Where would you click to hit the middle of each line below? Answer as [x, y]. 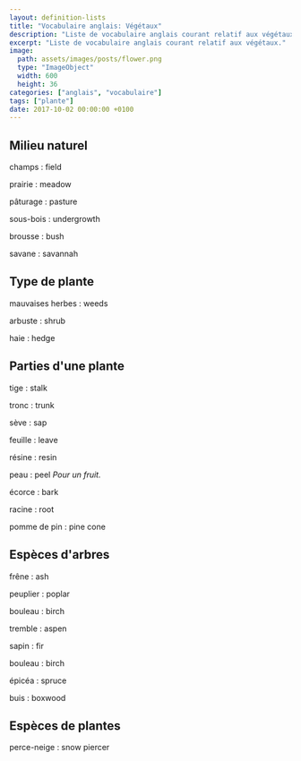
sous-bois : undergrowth [55, 219]
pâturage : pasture [43, 201]
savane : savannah [44, 254]
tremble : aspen [38, 628]
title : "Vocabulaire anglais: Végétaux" [86, 26]
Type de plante [52, 282]
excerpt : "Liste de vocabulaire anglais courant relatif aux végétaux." [148, 43]
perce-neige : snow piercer [60, 748]
